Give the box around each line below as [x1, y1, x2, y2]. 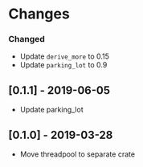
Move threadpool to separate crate [19, 149, 135, 159]
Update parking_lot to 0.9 [19, 60, 108, 70]
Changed [8, 34, 46, 45]
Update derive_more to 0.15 [19, 51, 110, 61]
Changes [8, 5, 70, 23]
